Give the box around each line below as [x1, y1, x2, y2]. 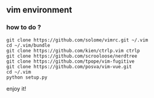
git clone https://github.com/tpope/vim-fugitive [6, 58, 135, 65]
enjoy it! [6, 85, 26, 92]
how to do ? [6, 23, 41, 32]
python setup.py [6, 74, 47, 80]
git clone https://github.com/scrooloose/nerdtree [6, 53, 138, 59]
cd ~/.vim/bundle [6, 42, 51, 48]
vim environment [6, 5, 72, 15]
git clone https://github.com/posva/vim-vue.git [6, 63, 132, 69]
